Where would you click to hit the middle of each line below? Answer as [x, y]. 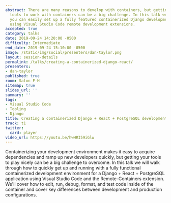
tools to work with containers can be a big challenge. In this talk [85, 15]
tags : [11, 99]
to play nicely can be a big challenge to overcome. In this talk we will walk [83, 162]
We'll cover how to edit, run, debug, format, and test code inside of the [79, 184]
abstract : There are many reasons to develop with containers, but [78, 10]
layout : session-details [32, 57]
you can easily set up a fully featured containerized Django [77, 19]
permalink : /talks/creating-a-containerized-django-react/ [69, 62]
